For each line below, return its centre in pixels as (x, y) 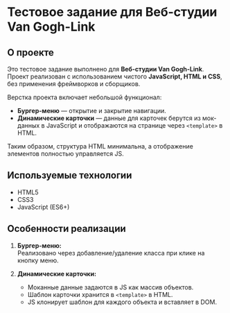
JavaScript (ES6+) (43, 207)
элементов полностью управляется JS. (66, 154)
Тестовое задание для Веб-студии (112, 12)
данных (28, 125)
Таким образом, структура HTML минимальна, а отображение (100, 146)
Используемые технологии (70, 175)
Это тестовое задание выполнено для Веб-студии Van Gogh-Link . (106, 69)
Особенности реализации (67, 229)
